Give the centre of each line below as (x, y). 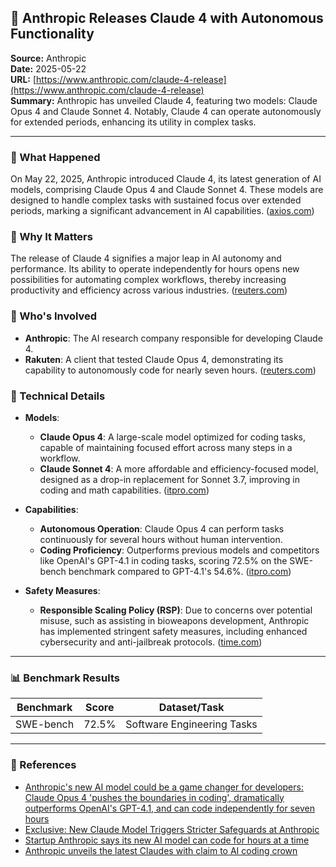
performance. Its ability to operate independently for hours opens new (155, 269)
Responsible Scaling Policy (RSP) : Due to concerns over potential (176, 610)
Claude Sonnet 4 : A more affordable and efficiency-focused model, (179, 469)
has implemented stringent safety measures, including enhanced (173, 631)
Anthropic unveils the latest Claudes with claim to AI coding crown (161, 850)
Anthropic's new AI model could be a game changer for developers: (164, 787)
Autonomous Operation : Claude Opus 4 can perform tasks (162, 529)
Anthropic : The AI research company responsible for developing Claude (173, 338)
